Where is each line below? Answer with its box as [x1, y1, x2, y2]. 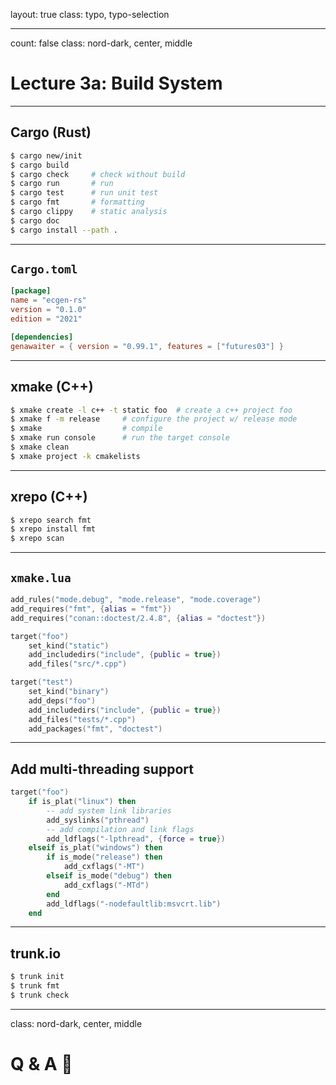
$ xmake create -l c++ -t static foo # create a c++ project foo [10, 405, 293, 415]
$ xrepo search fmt [10, 515, 92, 525]
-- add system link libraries [46, 805, 172, 816]
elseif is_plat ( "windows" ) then [28, 843, 163, 853]
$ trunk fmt [10, 981, 60, 991]
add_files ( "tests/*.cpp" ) [28, 714, 137, 724]
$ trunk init [10, 972, 65, 982]
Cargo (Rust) [10, 124, 92, 141]
